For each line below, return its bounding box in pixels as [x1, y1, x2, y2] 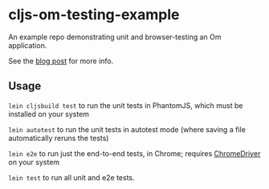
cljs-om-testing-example [8, 6, 180, 24]
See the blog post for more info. [8, 56, 114, 66]
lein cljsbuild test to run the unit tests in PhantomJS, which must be [8, 100, 243, 110]
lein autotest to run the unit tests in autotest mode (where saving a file [8, 124, 247, 134]
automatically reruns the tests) [8, 133, 109, 143]
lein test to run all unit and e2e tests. [8, 172, 135, 182]
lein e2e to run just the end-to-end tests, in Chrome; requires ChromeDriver [8, 148, 261, 158]
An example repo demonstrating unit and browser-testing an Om [8, 32, 222, 42]
